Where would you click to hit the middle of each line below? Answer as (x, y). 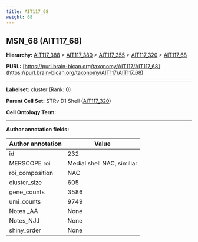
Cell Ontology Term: (31, 112)
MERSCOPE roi (30, 164)
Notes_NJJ (24, 221)
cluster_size (26, 183)
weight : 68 (19, 17)
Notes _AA (24, 211)
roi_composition (31, 173)
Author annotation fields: (38, 130)
